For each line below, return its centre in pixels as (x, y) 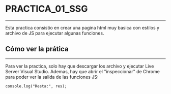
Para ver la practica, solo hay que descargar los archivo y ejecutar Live (80, 66)
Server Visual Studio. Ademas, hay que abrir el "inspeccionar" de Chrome (83, 71)
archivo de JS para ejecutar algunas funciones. (55, 33)
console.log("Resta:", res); (36, 86)
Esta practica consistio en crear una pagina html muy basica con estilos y (82, 27)
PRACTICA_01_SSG (47, 9)
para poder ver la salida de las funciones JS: (52, 77)
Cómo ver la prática (37, 49)
